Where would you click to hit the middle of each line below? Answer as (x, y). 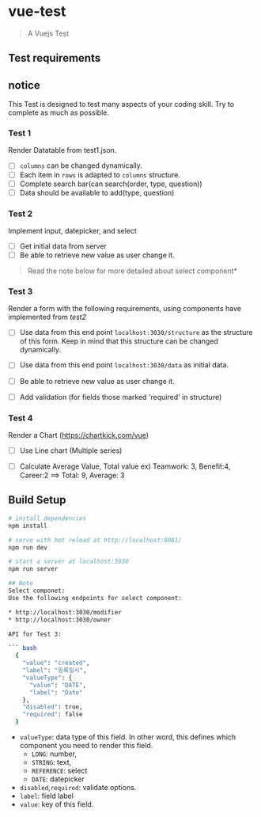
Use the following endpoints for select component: (95, 598)
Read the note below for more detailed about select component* (132, 271)
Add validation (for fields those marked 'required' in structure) (121, 397)
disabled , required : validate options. (78, 788)
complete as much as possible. (59, 112)
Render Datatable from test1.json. (62, 150)
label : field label (46, 796)
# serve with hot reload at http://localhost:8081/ (95, 540)
